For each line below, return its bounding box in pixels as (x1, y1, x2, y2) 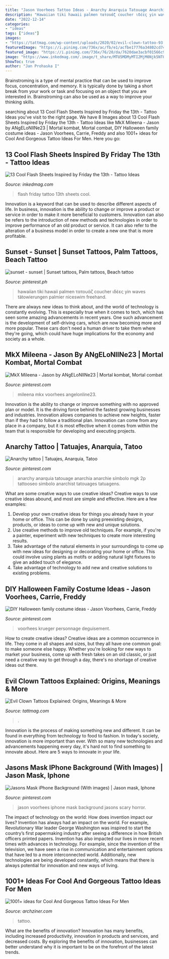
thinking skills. (5, 99, 35, 105)
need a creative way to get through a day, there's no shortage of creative (5, 657, 157, 663)
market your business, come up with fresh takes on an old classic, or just (5, 652, 157, 658)
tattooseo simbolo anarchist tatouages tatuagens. (17, 481, 121, 487)
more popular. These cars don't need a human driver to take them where (5, 325, 156, 331)
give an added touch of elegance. (12, 559, 82, 565)
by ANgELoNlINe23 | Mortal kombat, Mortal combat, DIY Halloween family (5, 125, 159, 131)
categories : (5, 21, 30, 27)
